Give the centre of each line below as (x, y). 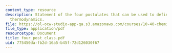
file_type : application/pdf (35, 29)
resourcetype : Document (31, 33)
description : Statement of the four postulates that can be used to (80, 15)
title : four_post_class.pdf (35, 38)
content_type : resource (31, 10)
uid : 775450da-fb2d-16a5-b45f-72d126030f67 (52, 43)
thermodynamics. (27, 19)
